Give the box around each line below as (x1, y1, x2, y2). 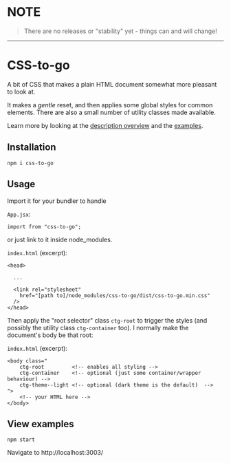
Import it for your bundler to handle (7, 197, 107, 205)
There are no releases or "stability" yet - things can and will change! (23, 27, 218, 35)
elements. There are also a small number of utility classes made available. (7, 108, 217, 116)
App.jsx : (7, 210, 31, 218)
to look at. (7, 87, 36, 96)
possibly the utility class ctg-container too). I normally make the (7, 323, 189, 332)
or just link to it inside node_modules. (7, 235, 113, 244)
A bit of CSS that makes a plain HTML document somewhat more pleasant (7, 80, 217, 88)
